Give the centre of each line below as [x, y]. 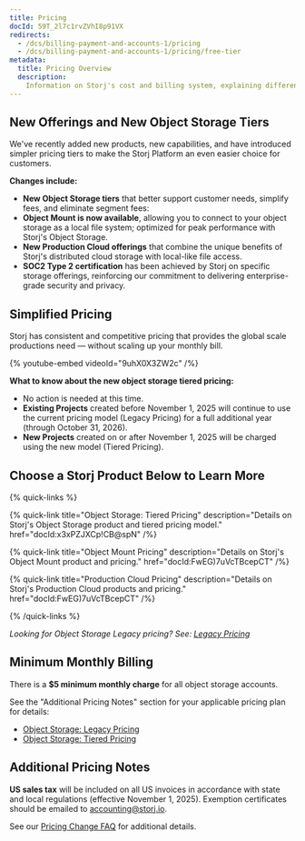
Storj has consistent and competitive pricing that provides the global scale [148, 336]
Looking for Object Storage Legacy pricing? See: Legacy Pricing [130, 634]
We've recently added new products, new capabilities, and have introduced [151, 144]
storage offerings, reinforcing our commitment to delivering [133, 276]
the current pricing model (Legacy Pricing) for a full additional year [147, 418]
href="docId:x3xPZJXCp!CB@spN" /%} [83, 535]
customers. [30, 164]
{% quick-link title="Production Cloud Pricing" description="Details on [141, 579]
